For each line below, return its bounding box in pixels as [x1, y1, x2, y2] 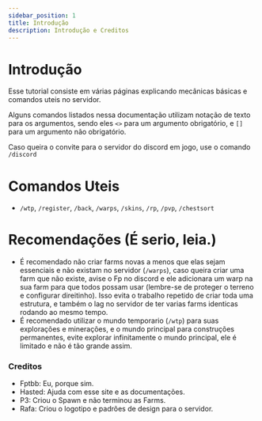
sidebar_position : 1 [8, 11, 77, 20]
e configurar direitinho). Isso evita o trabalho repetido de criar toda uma [19, 290, 253, 301]
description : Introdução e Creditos [8, 26, 129, 34]
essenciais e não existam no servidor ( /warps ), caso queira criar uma [19, 266, 245, 275]
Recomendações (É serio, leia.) [8, 231, 217, 249]
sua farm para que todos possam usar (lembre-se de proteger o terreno [19, 283, 255, 292]
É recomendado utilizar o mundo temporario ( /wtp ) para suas [19, 316, 219, 325]
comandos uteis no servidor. [8, 95, 101, 104]
